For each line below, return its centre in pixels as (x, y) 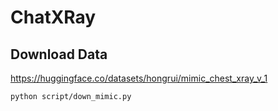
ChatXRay (53, 17)
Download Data (59, 54)
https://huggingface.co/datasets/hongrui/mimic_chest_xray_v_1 (139, 78)
